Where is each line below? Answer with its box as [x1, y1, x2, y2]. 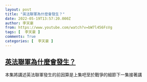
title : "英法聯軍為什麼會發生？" [5, 12, 65, 16]
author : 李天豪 [5, 20, 34, 26]
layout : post [5, 7, 32, 12]
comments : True [5, 34, 36, 39]
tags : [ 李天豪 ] [5, 30, 41, 34]
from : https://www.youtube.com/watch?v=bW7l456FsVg [5, 25, 112, 30]
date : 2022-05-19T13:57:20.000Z [5, 16, 71, 21]
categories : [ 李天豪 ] [5, 39, 54, 44]
